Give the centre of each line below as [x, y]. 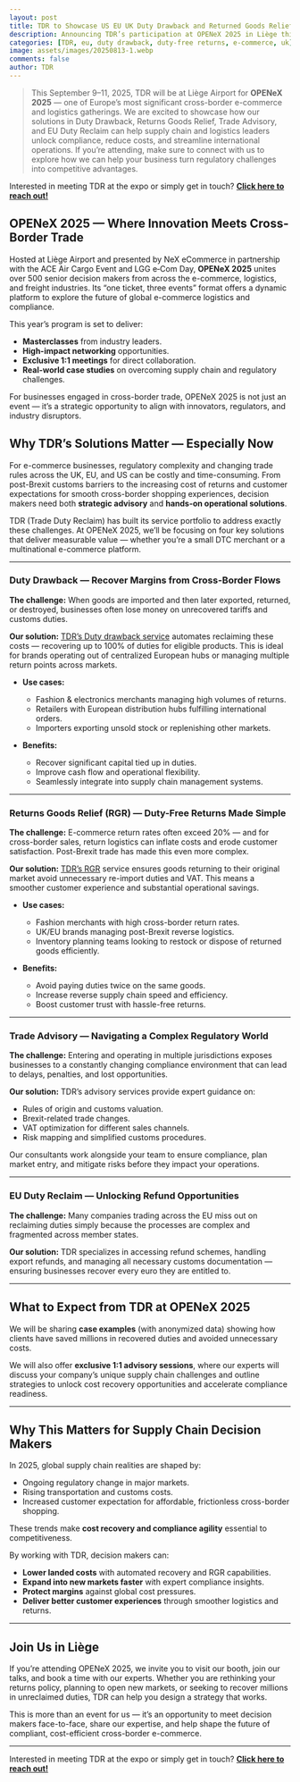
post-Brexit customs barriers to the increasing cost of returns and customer [149, 484]
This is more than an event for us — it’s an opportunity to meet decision [141, 1715]
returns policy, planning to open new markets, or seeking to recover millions [149, 1688]
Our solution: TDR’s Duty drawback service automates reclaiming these [142, 636]
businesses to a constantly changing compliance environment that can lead [148, 1065]
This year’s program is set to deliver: [76, 324]
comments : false [39, 59]
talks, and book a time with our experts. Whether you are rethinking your [142, 1678]
